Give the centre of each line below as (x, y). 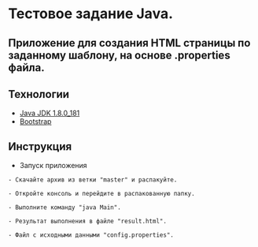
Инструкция (40, 146)
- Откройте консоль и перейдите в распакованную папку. (101, 194)
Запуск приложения (53, 166)
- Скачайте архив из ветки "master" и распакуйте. (93, 180)
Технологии (39, 94)
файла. (26, 67)
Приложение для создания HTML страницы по (129, 43)
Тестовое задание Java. (91, 14)
